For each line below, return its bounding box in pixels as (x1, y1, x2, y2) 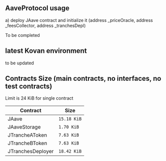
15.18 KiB (58, 116, 82, 122)
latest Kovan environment (5, 47, 87, 55)
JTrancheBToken (7, 140, 47, 147)
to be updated (5, 60, 34, 66)
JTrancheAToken (7, 132, 47, 139)
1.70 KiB (58, 124, 79, 130)
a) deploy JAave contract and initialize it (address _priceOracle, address (5, 17, 153, 23)
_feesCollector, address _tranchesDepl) (5, 22, 86, 28)
